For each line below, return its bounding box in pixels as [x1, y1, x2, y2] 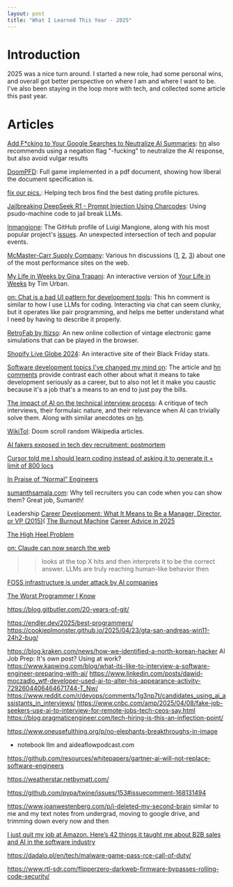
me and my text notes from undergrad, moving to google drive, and [7, 810, 200, 818]
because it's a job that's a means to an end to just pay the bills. [7, 385, 188, 394]
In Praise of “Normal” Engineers [7, 475, 99, 484]
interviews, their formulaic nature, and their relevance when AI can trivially [7, 406, 220, 415]
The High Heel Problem [7, 530, 74, 539]
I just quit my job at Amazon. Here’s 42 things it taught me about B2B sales [7, 831, 221, 839]
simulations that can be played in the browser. [7, 336, 139, 345]
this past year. [7, 92, 48, 100]
